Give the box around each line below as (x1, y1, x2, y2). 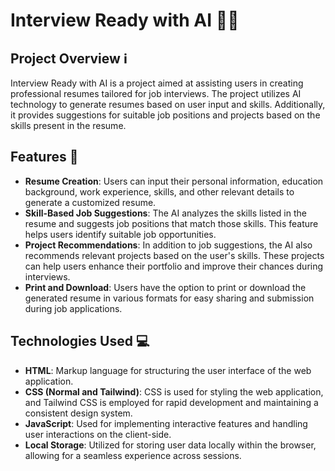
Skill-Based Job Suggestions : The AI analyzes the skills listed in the (24, 207, 307, 219)
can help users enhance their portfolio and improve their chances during (24, 260, 324, 272)
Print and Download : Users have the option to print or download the (24, 281, 307, 293)
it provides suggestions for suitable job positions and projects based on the (10, 109, 321, 121)
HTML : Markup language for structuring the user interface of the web (24, 364, 312, 376)
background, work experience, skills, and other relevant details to (24, 185, 295, 198)
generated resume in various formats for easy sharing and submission (24, 292, 315, 304)
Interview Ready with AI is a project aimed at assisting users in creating (10, 77, 304, 89)
